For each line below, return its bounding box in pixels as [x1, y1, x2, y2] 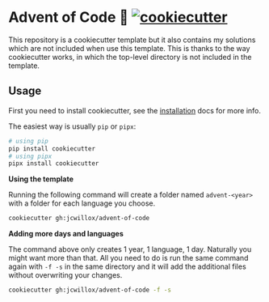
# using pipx [8, 152, 53, 160]
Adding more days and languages [8, 229, 124, 239]
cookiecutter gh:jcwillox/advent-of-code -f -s [8, 286, 172, 295]
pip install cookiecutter [8, 144, 95, 153]
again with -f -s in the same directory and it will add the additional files [8, 262, 246, 271]
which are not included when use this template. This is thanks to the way [8, 43, 250, 53]
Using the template [8, 174, 74, 184]
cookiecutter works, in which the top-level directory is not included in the [8, 52, 252, 62]
